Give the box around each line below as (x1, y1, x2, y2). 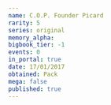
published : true (8, 84, 61, 93)
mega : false (8, 77, 47, 85)
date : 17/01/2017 (8, 63, 65, 71)
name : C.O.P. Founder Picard (8, 11, 104, 20)
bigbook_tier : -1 (8, 41, 65, 49)
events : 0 (8, 48, 41, 56)
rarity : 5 (8, 19, 41, 27)
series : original (8, 26, 65, 34)
